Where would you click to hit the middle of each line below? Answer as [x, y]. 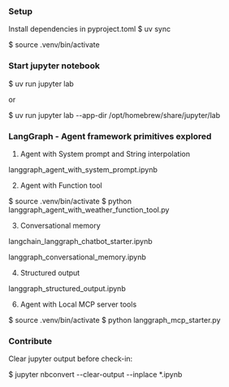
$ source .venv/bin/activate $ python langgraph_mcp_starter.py [114, 320]
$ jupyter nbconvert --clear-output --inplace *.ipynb [95, 375]
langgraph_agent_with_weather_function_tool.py [89, 210]
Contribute [30, 341]
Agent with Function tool [61, 185]
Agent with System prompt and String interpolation [105, 154]
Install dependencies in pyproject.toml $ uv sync [90, 29]
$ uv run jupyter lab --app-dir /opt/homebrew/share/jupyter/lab [114, 115]
